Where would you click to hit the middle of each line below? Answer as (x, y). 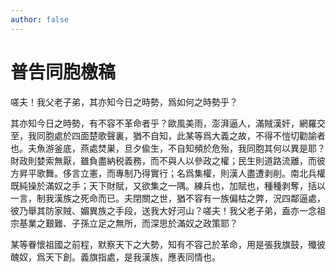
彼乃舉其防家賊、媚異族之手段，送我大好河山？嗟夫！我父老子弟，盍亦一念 (163, 210)
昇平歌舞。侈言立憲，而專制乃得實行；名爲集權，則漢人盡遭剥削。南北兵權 (172, 173)
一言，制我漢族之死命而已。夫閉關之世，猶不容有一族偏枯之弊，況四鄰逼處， (168, 198)
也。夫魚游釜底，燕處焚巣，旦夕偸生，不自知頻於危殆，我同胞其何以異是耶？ (168, 148)
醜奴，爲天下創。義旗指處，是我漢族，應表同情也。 (115, 257)
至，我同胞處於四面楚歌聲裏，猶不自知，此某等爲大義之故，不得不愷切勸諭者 (168, 135)
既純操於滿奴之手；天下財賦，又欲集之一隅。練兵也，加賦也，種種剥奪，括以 (168, 185)
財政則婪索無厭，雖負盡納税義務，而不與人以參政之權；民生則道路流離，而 (163, 160)
